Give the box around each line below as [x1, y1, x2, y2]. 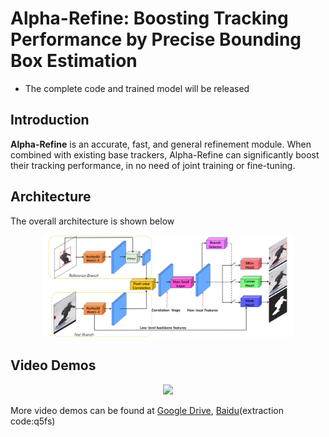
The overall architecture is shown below [10, 215, 175, 227]
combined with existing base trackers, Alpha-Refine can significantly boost [10, 148, 320, 161]
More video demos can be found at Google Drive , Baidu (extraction [10, 404, 284, 416]
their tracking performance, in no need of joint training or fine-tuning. [10, 159, 296, 171]
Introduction [10, 112, 90, 129]
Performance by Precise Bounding [10, 28, 302, 51]
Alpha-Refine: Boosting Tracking [10, 7, 289, 30]
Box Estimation [10, 50, 138, 72]
